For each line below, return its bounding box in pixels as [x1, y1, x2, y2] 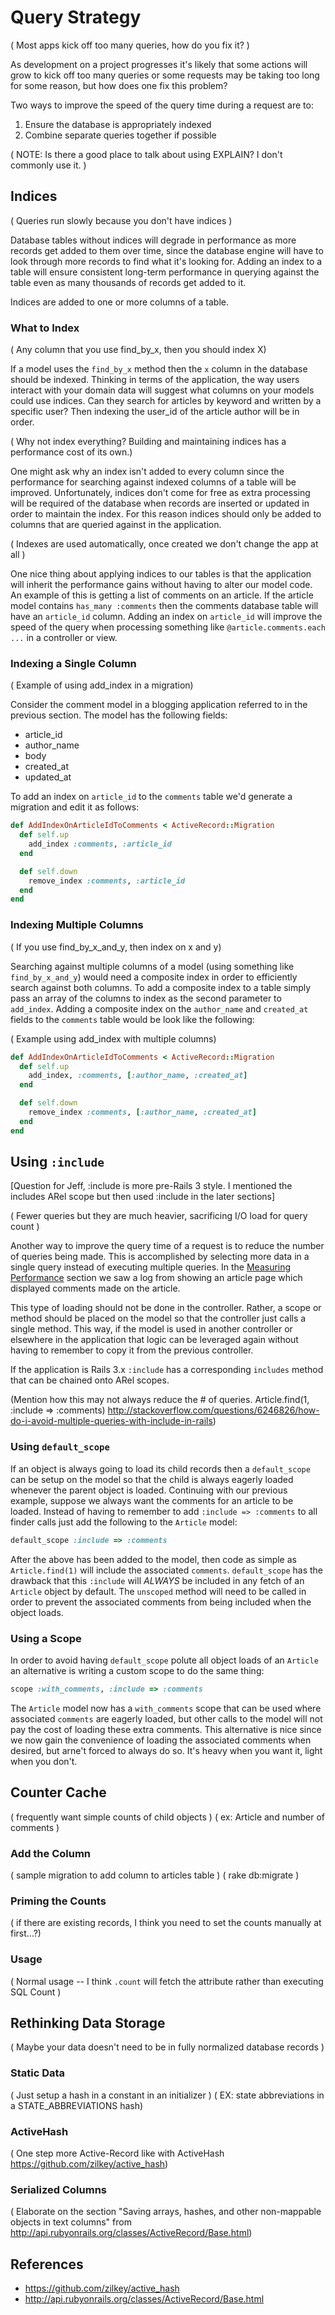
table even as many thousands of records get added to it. [10, 276, 247, 288]
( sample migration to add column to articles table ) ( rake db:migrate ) [10, 1869, 300, 1881]
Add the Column [10, 1846, 92, 1860]
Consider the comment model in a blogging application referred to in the [10, 699, 308, 711]
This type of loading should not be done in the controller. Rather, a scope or [10, 1302, 322, 1314]
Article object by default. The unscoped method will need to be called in [10, 1585, 307, 1597]
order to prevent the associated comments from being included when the [10, 1596, 312, 1608]
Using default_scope [10, 1440, 110, 1454]
